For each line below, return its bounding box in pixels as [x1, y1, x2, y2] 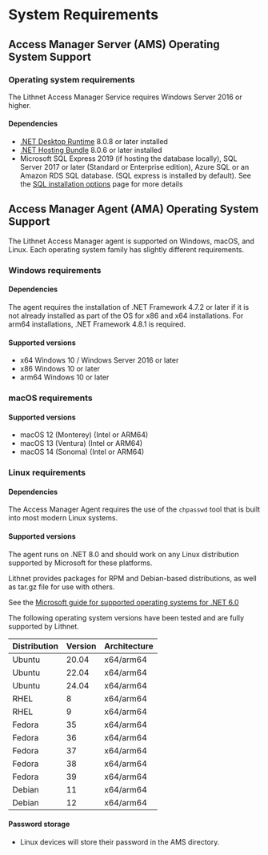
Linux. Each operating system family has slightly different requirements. [8, 244, 245, 254]
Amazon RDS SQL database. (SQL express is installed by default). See [19, 171, 252, 181]
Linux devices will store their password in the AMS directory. [19, 837, 220, 846]
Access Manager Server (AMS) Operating [8, 38, 220, 51]
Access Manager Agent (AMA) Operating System [8, 203, 259, 216]
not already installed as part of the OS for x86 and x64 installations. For [8, 311, 244, 321]
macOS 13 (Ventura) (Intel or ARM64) [19, 439, 143, 448]
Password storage [8, 819, 70, 829]
